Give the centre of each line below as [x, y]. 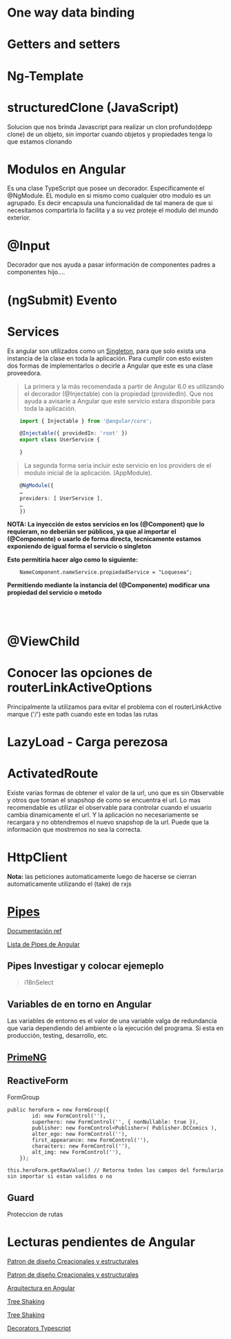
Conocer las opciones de [80, 673]
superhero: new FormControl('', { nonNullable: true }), [115, 1122]
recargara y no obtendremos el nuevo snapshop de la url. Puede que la [108, 822]
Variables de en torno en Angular [79, 1004]
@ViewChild [44, 641]
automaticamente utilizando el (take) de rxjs [70, 884]
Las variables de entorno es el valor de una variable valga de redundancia [112, 1021]
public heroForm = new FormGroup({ [58, 1110]
